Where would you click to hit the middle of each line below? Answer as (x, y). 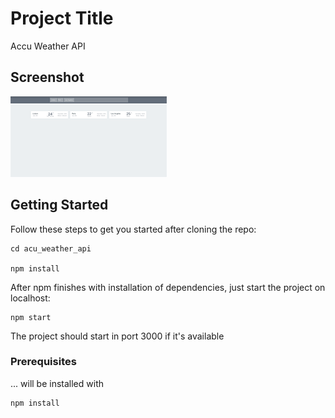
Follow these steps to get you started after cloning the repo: (133, 229)
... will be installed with (57, 383)
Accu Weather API (48, 46)
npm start (31, 317)
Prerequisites (43, 362)
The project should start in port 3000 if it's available (117, 336)
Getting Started (59, 205)
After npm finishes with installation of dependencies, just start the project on (168, 287)
